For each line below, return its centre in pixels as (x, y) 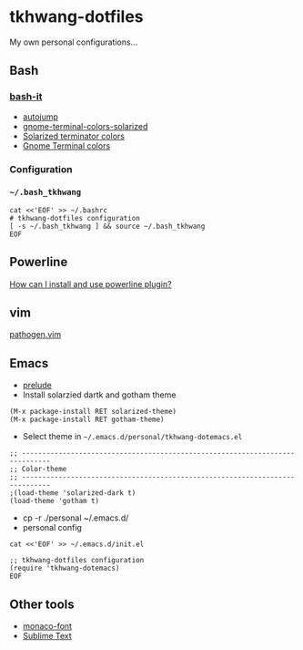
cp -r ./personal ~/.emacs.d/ (76, 518)
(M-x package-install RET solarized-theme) (93, 412)
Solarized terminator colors (74, 136)
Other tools (42, 604)
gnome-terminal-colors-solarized (85, 126)
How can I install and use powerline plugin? (91, 284)
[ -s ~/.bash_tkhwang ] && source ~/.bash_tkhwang (107, 226)
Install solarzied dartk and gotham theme (99, 395)
